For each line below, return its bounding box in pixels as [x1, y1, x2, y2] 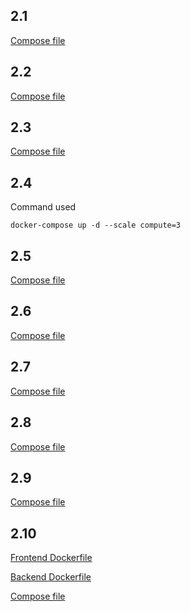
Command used [10, 201, 77, 213]
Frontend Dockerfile [10, 552, 93, 564]
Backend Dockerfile [10, 571, 92, 583]
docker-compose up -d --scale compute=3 [10, 220, 182, 231]
